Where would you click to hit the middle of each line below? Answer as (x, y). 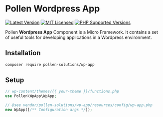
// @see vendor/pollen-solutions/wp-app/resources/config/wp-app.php (79, 105)
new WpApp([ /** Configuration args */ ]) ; (49, 110)
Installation (23, 53)
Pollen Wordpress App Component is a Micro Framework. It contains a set (82, 32)
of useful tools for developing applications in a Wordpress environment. (79, 37)
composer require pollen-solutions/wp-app (50, 64)
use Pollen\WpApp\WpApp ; (31, 96)
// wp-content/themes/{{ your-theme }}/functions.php (62, 92)
